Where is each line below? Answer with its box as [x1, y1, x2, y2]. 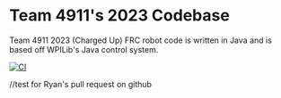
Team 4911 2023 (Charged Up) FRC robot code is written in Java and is [9, 35, 272, 45]
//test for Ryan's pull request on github [9, 78, 153, 89]
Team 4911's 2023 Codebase [9, 5, 231, 26]
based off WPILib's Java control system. [9, 44, 159, 54]
